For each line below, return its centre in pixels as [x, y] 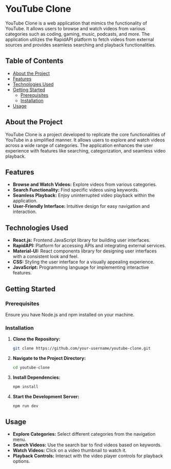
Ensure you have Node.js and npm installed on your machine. [70, 314]
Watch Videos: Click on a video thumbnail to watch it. [70, 451]
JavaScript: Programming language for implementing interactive [81, 267]
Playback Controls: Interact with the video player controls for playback [88, 456]
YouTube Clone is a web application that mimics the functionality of [76, 23]
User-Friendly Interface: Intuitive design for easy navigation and [81, 206]
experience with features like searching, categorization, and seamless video [85, 151]
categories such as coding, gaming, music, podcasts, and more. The [78, 34]
